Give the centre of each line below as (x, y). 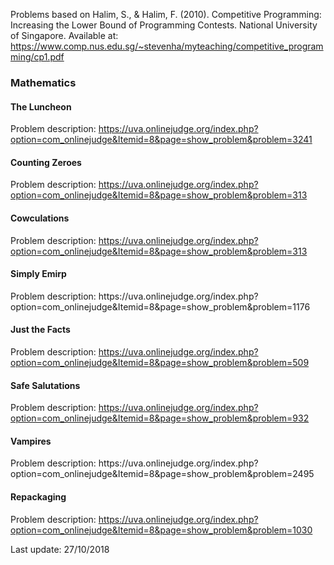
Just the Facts (40, 330)
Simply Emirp (38, 274)
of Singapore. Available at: (64, 35)
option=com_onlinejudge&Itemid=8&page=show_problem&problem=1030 (161, 530)
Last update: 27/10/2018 (60, 549)
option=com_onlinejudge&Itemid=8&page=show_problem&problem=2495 (162, 474)
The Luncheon (41, 106)
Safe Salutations (45, 385)
